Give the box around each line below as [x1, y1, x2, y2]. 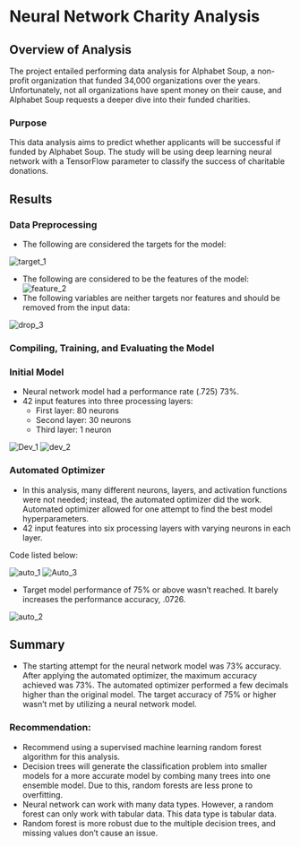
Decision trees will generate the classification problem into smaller [21, 760, 268, 772]
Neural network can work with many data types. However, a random [21, 799, 274, 809]
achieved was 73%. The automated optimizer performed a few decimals [21, 679, 289, 691]
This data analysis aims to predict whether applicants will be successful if [9, 137, 281, 148]
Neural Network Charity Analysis [9, 6, 261, 27]
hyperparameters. [21, 513, 90, 523]
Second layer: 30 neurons [35, 415, 132, 426]
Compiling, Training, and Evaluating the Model [9, 341, 215, 354]
